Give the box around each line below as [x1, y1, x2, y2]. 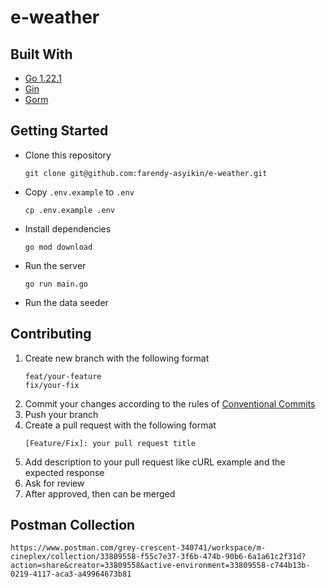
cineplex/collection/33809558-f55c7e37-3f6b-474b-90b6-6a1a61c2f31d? [10, 552, 307, 562]
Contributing [10, 326, 92, 343]
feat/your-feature [24, 371, 102, 381]
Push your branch [24, 408, 99, 420]
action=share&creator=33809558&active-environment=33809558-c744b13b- [10, 561, 311, 571]
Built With [10, 46, 73, 63]
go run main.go [24, 279, 89, 289]
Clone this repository [24, 149, 112, 161]
